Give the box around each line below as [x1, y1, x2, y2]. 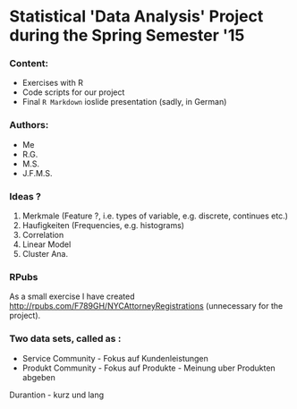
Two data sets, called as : [9, 333, 122, 345]
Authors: [9, 119, 49, 132]
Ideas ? [9, 190, 42, 202]
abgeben [21, 371, 55, 382]
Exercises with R [21, 78, 83, 89]
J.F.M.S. [21, 167, 53, 178]
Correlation [21, 230, 64, 241]
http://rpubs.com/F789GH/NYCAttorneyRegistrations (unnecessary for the [9, 301, 284, 311]
